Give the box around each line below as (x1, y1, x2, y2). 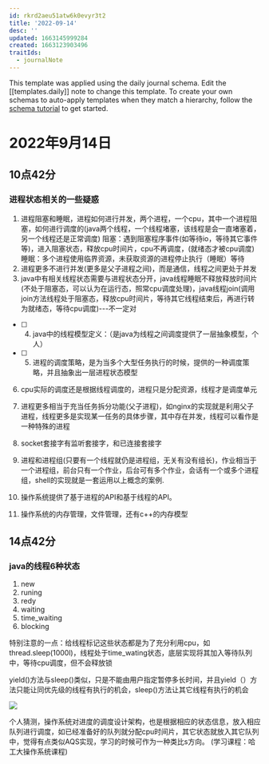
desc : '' (9, 26, 38, 34)
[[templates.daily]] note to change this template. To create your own (9, 86, 233, 96)
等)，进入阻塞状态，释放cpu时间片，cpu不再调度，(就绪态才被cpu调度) (20, 243, 255, 253)
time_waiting (20, 613, 63, 623)
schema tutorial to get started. (9, 103, 109, 113)
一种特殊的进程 (20, 421, 70, 431)
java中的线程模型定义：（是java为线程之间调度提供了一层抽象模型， (32, 329, 252, 338)
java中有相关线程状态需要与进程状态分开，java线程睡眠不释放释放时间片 (20, 273, 258, 283)
